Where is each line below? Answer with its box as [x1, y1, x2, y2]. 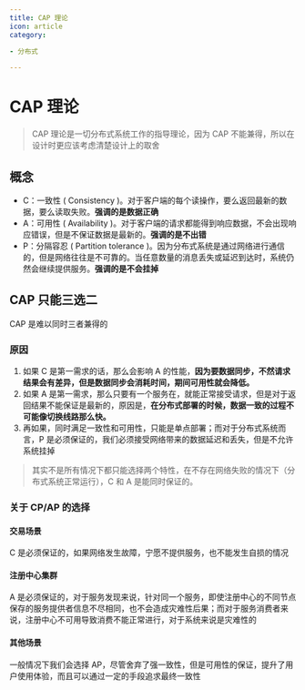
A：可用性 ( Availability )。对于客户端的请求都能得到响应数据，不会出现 [22, 218, 289, 228]
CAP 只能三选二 [9, 292, 98, 308]
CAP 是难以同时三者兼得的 [9, 318, 108, 329]
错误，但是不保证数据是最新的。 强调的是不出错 [30, 229, 207, 239]
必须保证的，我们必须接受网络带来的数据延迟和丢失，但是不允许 [54, 434, 294, 445]
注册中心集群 [9, 570, 57, 581]
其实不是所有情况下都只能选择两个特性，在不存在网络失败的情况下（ [31, 465, 288, 476]
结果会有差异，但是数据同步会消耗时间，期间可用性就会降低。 [22, 377, 255, 388]
